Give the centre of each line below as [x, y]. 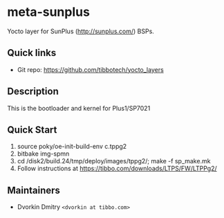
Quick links [32, 53]
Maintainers [34, 190]
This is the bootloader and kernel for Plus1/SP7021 [79, 108]
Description [33, 92]
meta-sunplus [48, 12]
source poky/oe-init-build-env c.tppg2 [72, 147]
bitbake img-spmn [43, 154]
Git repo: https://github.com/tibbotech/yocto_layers [90, 69]
